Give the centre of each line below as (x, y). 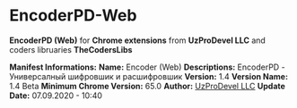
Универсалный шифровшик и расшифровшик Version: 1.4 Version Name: (149, 76)
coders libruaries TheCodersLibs (71, 49)
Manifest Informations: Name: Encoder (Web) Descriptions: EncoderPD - (147, 67)
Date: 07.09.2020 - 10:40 (56, 96)
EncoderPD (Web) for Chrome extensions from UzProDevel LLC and (138, 40)
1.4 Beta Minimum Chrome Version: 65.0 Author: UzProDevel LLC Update (147, 86)
